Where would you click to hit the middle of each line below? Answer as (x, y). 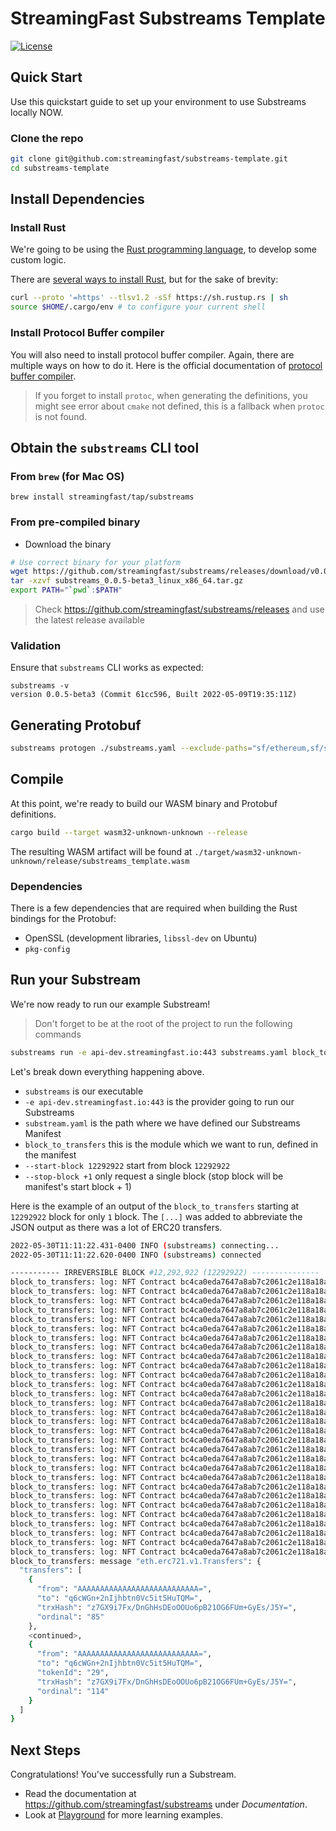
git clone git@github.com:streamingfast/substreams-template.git (149, 159)
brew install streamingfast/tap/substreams (102, 497)
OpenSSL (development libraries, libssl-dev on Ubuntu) (141, 938)
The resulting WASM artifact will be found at (101, 851)
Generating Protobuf (76, 725)
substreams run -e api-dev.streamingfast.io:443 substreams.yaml (149, 1052)
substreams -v (40, 686)
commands (58, 1034)
